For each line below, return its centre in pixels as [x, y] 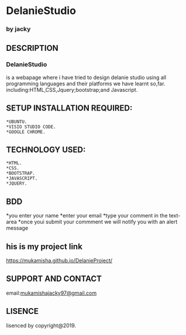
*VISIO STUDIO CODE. [31, 127]
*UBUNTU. [17, 122]
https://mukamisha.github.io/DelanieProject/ [59, 261]
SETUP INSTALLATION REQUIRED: [69, 108]
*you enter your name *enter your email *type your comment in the [87, 216]
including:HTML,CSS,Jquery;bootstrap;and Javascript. [72, 89]
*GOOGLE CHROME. [26, 132]
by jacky [18, 29]
